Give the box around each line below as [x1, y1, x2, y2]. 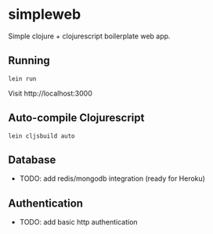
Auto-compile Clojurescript [8, 111, 145, 124]
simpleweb [8, 5, 81, 23]
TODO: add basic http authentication [19, 218, 139, 227]
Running [8, 54, 51, 67]
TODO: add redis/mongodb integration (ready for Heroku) [19, 174, 206, 183]
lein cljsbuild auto [8, 131, 76, 140]
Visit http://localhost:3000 [8, 88, 92, 98]
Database [8, 153, 56, 166]
